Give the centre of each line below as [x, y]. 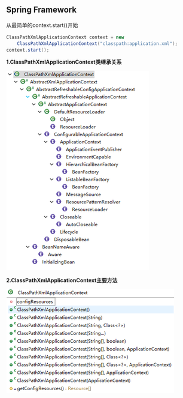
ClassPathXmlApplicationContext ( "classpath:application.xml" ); [97, 44]
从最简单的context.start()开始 [42, 25]
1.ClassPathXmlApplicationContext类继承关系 [64, 62]
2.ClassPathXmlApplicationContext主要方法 [62, 280]
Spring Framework [41, 10]
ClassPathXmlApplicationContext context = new [65, 37]
